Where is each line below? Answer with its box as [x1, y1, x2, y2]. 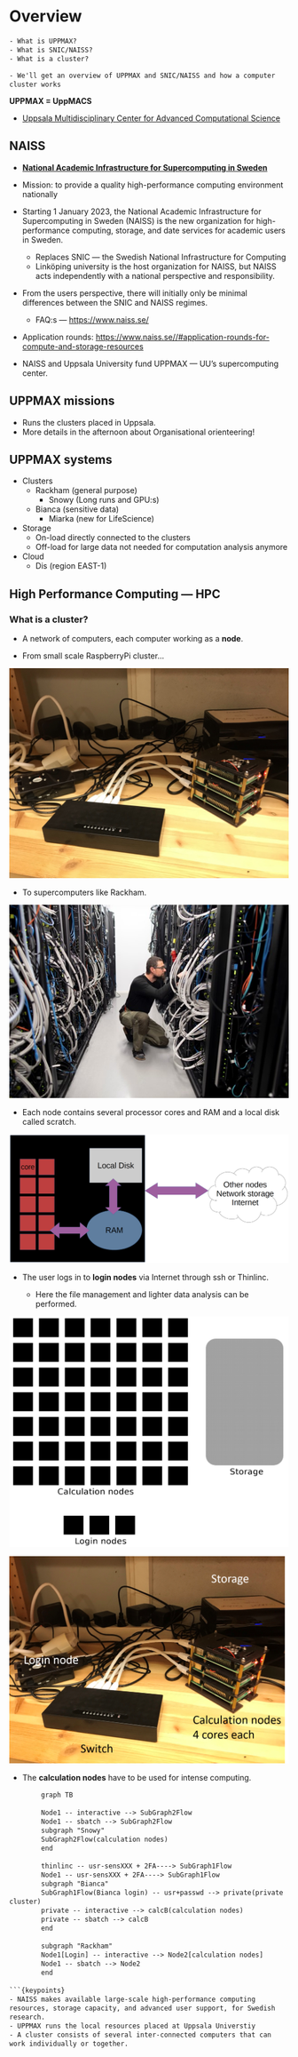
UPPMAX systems [9, 451, 113, 467]
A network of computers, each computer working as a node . [21, 634, 244, 644]
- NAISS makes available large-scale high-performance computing [9, 1995, 255, 2004]
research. [9, 2013, 46, 2021]
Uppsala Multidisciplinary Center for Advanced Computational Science [21, 113, 281, 124]
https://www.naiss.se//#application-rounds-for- [95, 331, 271, 342]
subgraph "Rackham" [41, 1941, 114, 1950]
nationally [21, 188, 59, 199]
